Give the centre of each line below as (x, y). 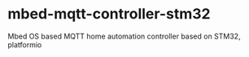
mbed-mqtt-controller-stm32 (109, 14)
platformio (25, 44)
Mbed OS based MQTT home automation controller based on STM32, (124, 36)
